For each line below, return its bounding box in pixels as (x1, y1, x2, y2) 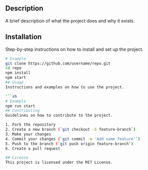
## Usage (5, 80, 24, 85)
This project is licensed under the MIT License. (5, 160, 113, 165)
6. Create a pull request (5, 146, 60, 151)
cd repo (5, 66, 22, 71)
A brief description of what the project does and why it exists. (5, 17, 135, 24)
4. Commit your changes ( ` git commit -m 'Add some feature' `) (5, 136, 140, 141)
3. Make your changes (5, 132, 52, 137)
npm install (5, 70, 31, 76)
